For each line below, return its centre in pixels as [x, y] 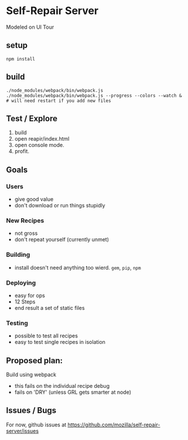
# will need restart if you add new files [59, 101]
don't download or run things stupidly [60, 206]
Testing [17, 323]
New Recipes [25, 220]
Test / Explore [32, 118]
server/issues [23, 431]
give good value [34, 199]
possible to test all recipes [46, 336]
